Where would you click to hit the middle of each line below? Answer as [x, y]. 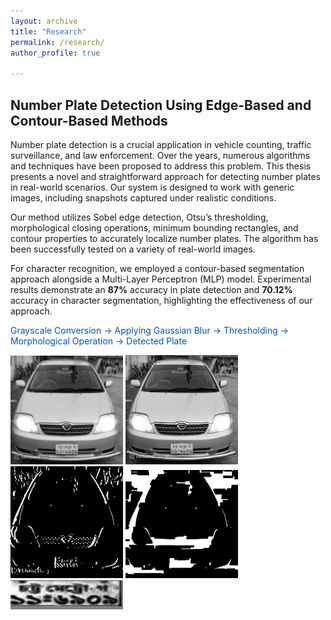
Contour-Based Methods [89, 120]
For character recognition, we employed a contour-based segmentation [157, 268]
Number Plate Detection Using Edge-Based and [161, 105]
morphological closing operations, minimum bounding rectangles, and [154, 227]
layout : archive [44, 21]
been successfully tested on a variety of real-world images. [133, 249]
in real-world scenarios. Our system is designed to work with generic [152, 187]
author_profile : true [55, 53]
